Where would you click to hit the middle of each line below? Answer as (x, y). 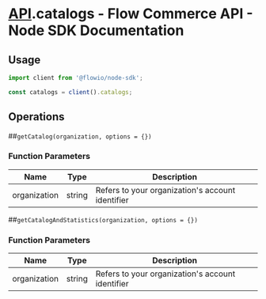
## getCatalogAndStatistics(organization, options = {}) (103, 219)
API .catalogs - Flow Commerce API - (131, 14)
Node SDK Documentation (96, 30)
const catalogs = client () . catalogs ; (70, 92)
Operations (36, 117)
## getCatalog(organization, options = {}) (80, 136)
